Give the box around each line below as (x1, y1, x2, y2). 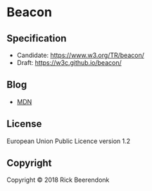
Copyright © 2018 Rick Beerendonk (6, 175, 110, 184)
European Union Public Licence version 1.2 (6, 137, 131, 145)
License (6, 118, 42, 130)
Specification (6, 32, 67, 44)
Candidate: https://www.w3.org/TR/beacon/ (16, 51, 145, 59)
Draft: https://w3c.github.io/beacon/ (16, 58, 122, 67)
